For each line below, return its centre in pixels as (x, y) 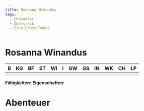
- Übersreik (22, 24)
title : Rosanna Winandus (31, 10)
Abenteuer (28, 103)
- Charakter (22, 19)
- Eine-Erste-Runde (30, 28)
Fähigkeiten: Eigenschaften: (35, 83)
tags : (11, 14)
